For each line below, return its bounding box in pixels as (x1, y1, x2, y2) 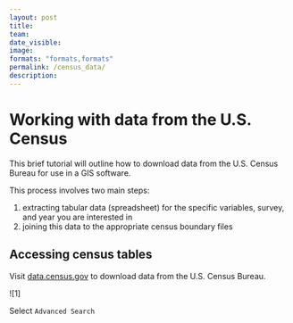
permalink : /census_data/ (9, 63, 105, 72)
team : (9, 29, 29, 38)
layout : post (9, 12, 58, 22)
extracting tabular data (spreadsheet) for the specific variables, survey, (21, 202, 285, 212)
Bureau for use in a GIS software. (9, 167, 131, 178)
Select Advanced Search (9, 305, 96, 316)
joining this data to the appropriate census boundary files (21, 220, 234, 232)
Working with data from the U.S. (9, 109, 252, 129)
